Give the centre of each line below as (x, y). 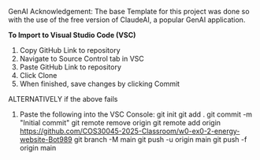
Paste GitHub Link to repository (71, 67)
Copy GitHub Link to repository (70, 50)
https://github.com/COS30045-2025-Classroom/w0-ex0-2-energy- (130, 131)
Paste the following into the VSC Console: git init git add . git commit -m (136, 114)
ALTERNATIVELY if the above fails (63, 99)
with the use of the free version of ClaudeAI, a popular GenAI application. (127, 20)
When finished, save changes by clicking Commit (99, 84)
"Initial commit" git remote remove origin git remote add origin (120, 123)
